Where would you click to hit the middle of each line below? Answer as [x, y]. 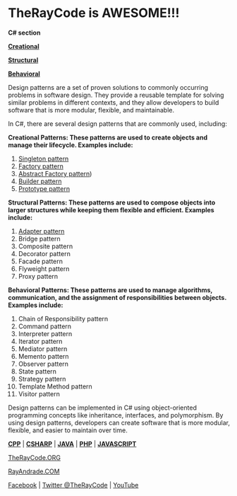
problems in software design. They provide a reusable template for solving [116, 95]
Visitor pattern [39, 393]
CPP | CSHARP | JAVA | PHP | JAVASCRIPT [72, 444]
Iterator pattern [40, 341]
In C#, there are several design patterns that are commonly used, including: [118, 123]
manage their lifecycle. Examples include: [71, 145]
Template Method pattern [55, 386]
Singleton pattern [43, 158]
